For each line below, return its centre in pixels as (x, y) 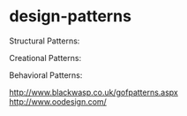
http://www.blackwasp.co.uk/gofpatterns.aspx (94, 92)
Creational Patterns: (45, 58)
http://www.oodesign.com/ (58, 101)
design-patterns (71, 16)
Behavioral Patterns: (46, 75)
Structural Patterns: (45, 41)
